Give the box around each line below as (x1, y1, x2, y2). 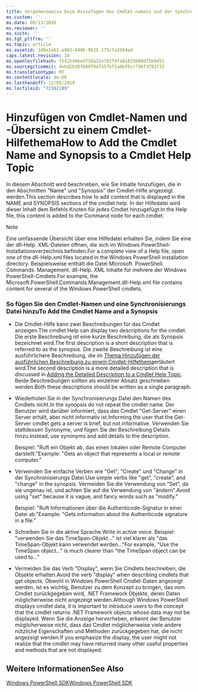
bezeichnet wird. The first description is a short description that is (14, 340, 173, 347)
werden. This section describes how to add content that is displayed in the (6, 193, 186, 200)
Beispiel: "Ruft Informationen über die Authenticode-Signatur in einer (14, 504, 183, 511)
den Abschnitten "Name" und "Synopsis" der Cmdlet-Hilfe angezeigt (6, 187, 173, 194)
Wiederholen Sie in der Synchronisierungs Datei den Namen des (14, 395, 171, 402)
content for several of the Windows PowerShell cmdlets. (6, 285, 143, 292)
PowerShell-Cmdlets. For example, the (6, 272, 98, 279)
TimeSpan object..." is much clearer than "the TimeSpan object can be (14, 547, 186, 554)
